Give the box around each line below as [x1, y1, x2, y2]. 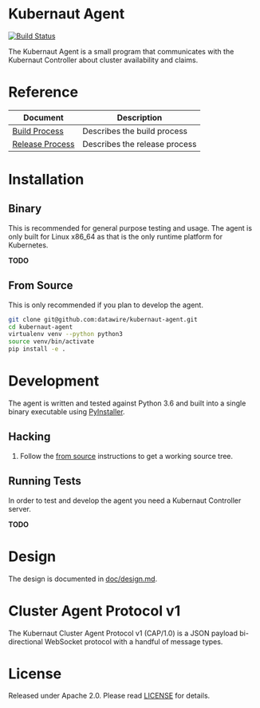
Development [8, 372, 100, 390]
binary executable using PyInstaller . [8, 407, 125, 416]
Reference [8, 83, 78, 101]
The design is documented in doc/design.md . [8, 574, 158, 583]
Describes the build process [82, 125, 188, 136]
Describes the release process [82, 138, 197, 149]
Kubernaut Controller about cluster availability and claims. [8, 55, 199, 65]
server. [8, 504, 32, 513]
